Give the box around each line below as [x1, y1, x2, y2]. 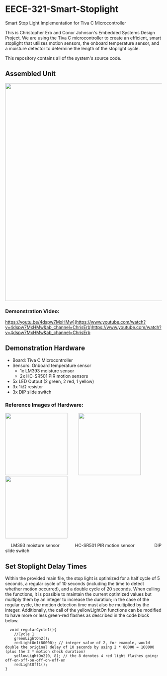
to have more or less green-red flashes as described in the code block [5, 612, 150, 618]
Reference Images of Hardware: [5, 401, 83, 408]
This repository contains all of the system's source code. [5, 55, 122, 61]
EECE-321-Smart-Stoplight [5, 3, 119, 15]
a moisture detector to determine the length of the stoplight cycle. [5, 45, 140, 51]
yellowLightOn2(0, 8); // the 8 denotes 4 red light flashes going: [14, 653, 159, 658]
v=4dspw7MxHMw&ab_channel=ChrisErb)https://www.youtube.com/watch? [5, 325, 162, 331]
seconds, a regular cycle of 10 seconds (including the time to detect [5, 580, 144, 586]
